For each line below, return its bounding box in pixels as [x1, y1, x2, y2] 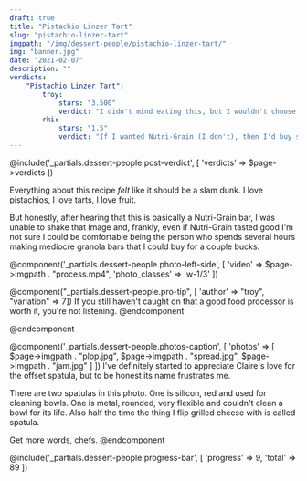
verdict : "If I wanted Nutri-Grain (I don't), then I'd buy [58, 132, 292, 141]
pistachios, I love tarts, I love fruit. [9, 193, 137, 205]
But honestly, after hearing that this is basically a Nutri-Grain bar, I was [9, 212, 276, 223]
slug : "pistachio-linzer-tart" [9, 30, 129, 39]
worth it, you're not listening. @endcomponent [9, 305, 185, 316]
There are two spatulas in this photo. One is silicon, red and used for [9, 387, 267, 398]
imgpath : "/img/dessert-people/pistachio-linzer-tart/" [9, 38, 227, 48]
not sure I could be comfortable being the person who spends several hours [9, 231, 296, 242]
